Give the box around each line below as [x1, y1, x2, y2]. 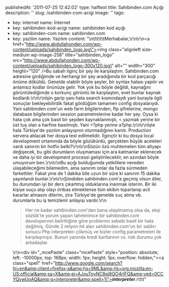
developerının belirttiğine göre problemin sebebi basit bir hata [25, 218, 154, 224]
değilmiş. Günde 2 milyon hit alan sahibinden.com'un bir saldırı [25, 223, 156, 229]
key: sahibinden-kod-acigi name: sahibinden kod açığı [12, 25, 125, 31]
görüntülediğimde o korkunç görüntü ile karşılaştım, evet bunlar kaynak [12, 90, 161, 95]
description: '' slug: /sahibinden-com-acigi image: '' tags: [5, 10, 125, 16]
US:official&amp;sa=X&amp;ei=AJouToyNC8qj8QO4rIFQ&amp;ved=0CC [12, 271, 163, 277]
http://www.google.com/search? [55, 260, 123, 266]
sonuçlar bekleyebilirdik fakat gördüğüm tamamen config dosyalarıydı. [12, 100, 159, 106]
